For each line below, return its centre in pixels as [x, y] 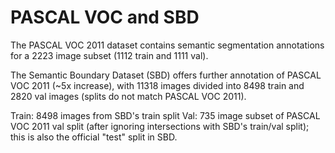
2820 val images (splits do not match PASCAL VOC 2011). [128, 96]
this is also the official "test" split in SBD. [94, 137]
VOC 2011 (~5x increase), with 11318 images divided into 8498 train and [157, 85]
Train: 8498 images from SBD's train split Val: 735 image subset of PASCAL [165, 115]
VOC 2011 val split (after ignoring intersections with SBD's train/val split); [160, 126]
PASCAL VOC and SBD [105, 17]
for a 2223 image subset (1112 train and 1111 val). [109, 55]
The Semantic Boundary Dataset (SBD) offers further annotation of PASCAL [166, 75]
